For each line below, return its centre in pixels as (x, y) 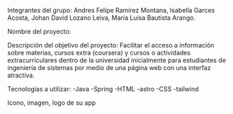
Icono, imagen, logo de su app (52, 103)
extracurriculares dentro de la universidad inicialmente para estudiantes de (117, 60)
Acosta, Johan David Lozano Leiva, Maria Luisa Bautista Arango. (102, 18)
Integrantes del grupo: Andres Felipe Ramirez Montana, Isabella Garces (111, 10)
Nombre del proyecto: (39, 32)
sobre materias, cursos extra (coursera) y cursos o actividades (99, 53)
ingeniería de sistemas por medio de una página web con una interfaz (109, 68)
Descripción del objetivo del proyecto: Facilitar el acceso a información (111, 45)
